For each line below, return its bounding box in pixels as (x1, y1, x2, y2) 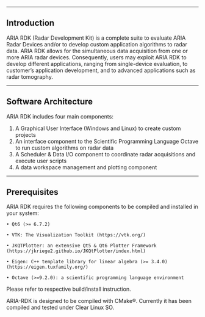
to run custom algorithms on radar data (15, 144, 114, 151)
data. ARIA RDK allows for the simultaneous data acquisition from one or (6, 47, 188, 54)
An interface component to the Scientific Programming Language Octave (15, 137, 199, 145)
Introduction (6, 18, 55, 28)
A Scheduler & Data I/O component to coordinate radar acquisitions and (15, 150, 196, 158)
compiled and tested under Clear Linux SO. (6, 304, 115, 312)
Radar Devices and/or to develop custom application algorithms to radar (6, 40, 187, 48)
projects (15, 131, 37, 138)
